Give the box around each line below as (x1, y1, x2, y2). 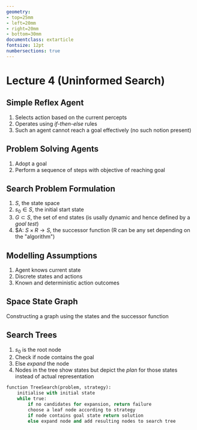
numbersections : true (6, 48, 61, 54)
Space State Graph (6, 296, 78, 307)
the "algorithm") (14, 233, 55, 241)
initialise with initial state (17, 390, 95, 396)
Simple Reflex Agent (6, 97, 84, 108)
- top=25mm (6, 14, 34, 20)
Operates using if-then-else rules (14, 120, 97, 127)
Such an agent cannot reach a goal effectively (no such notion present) (14, 126, 192, 134)
